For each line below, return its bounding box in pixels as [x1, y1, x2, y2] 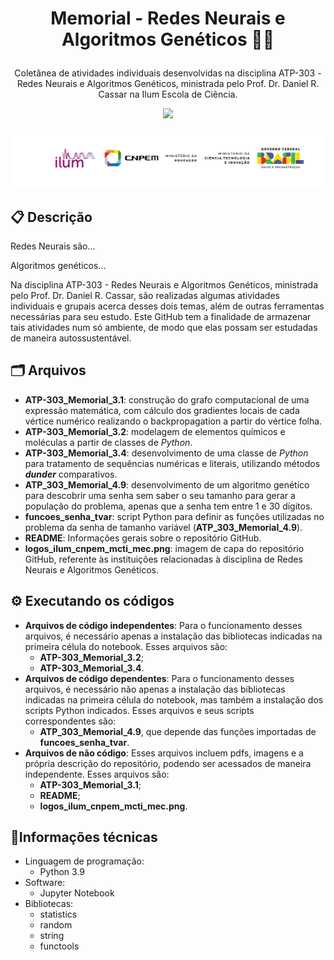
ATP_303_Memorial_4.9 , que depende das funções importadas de [39, 725, 317, 737]
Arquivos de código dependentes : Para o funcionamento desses [24, 672, 295, 684]
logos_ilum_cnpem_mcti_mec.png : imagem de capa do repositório [24, 542, 305, 554]
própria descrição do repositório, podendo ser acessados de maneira [24, 757, 312, 769]
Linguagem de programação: [24, 855, 145, 867]
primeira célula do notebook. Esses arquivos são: [24, 640, 228, 652]
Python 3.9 [39, 866, 86, 878]
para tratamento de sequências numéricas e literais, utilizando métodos [24, 457, 321, 469]
